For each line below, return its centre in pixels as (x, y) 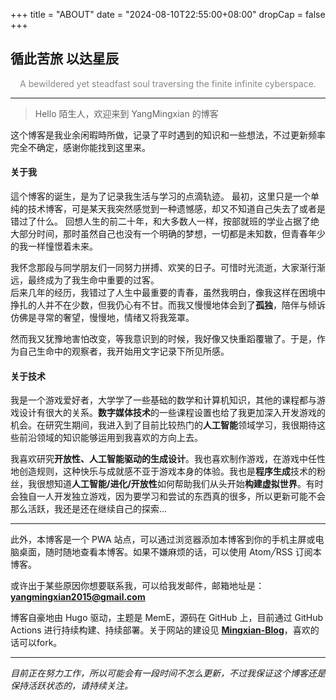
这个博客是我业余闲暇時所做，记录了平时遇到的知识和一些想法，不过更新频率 (168, 135)
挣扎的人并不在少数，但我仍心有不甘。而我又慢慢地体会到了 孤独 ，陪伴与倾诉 (168, 305)
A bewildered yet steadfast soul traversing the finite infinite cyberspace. (168, 83)
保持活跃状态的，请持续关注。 (71, 686)
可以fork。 (40, 643)
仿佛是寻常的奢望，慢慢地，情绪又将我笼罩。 (102, 318)
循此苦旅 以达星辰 (64, 59)
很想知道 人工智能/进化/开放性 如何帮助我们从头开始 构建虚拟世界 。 (171, 484)
